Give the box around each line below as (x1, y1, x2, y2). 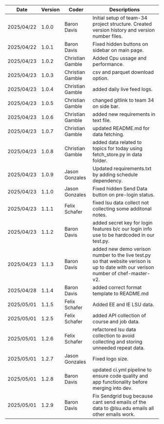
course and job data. (92, 318, 140, 325)
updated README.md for (92, 125, 150, 131)
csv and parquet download (92, 69, 154, 75)
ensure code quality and (92, 373, 148, 379)
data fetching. (92, 131, 124, 138)
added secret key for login (92, 220, 153, 226)
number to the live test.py (92, 252, 151, 258)
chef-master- (118, 270, 150, 277)
